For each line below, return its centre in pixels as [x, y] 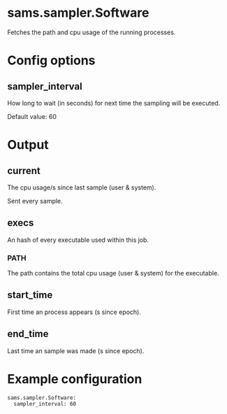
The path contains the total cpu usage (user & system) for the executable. [113, 273]
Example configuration [75, 379]
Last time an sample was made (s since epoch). [76, 350]
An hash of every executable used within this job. [78, 240]
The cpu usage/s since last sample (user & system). [82, 187]
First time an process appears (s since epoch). [74, 312]
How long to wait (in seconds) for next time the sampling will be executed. [114, 103]
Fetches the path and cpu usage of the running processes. [91, 32]
